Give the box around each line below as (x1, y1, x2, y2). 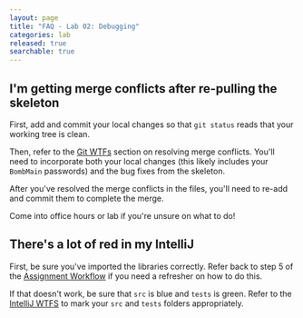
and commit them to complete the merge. (9, 193, 164, 204)
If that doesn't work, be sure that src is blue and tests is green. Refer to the (9, 288, 292, 299)
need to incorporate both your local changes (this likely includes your (9, 155, 269, 166)
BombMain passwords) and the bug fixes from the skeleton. (9, 165, 225, 176)
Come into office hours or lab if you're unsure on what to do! (9, 210, 236, 221)
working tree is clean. (9, 128, 91, 139)
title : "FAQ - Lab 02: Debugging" (9, 22, 141, 31)
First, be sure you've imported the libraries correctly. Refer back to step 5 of (9, 261, 294, 272)
